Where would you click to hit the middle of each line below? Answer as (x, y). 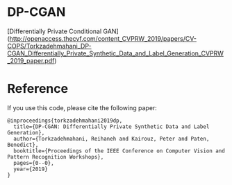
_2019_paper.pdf (31, 60)
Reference (38, 89)
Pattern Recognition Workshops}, (56, 157)
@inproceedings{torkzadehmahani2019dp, (65, 121)
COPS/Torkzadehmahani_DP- (49, 46)
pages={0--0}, (34, 163)
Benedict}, (23, 145)
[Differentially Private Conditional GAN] (63, 31)
